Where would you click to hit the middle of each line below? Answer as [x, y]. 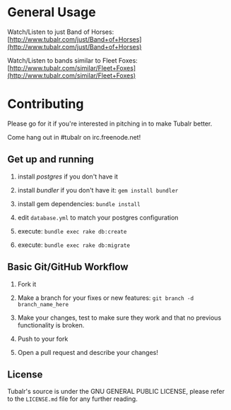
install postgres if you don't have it [68, 176]
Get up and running [51, 159]
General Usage [52, 12]
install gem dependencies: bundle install [79, 204]
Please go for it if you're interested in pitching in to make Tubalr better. [110, 123]
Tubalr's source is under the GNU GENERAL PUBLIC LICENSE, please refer [116, 392]
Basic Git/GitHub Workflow [68, 267]
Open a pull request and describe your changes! [88, 352]
